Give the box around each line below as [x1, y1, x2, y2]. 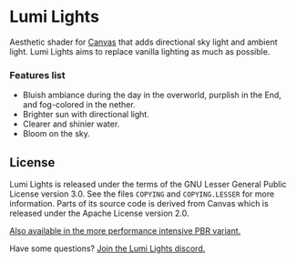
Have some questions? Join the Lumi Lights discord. [9, 243, 206, 254]
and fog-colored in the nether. [22, 99, 136, 110]
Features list [9, 68, 66, 81]
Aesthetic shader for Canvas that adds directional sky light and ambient [9, 36, 278, 47]
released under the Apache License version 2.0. [9, 207, 189, 219]
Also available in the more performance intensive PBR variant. [9, 226, 241, 237]
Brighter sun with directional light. [22, 109, 150, 120]
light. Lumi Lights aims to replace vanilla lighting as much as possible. [9, 46, 270, 56]
